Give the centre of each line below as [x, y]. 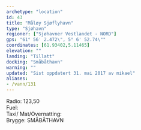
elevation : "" [24, 51]
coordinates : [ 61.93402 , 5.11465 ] [48, 46]
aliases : [17, 78]
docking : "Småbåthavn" [34, 62]
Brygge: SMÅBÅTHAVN [35, 120]
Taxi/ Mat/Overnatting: [34, 114]
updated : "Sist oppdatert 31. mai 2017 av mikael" [71, 73]
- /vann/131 [21, 84]
